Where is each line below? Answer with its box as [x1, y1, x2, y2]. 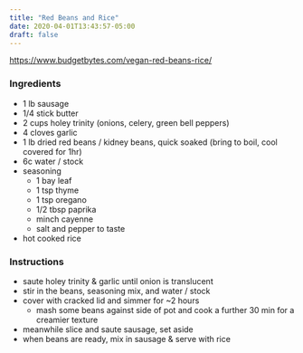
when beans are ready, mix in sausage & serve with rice [22, 333, 231, 344]
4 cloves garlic [22, 127, 79, 138]
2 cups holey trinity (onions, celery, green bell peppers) [22, 117, 230, 128]
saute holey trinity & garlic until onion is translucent [22, 275, 214, 286]
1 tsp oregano [35, 194, 88, 205]
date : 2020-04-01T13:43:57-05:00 [9, 22, 136, 31]
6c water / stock [22, 156, 84, 167]
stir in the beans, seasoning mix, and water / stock [22, 285, 211, 296]
